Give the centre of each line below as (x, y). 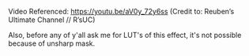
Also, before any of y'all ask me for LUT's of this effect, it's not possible (125, 35)
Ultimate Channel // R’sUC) (52, 20)
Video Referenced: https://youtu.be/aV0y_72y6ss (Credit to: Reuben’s (121, 11)
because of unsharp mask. (52, 43)
